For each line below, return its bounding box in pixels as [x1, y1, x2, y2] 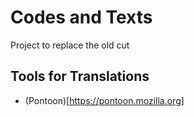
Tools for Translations [10, 68, 150, 85]
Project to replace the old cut [10, 39, 130, 51]
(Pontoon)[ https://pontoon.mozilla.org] [24, 94, 185, 106]
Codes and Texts [10, 6, 153, 29]
